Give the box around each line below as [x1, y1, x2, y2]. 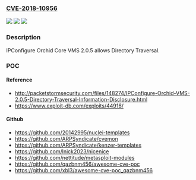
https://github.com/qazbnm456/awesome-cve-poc [14, 160, 140, 168]
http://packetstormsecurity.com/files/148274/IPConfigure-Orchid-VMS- [14, 89, 190, 96]
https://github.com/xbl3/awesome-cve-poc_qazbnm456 [14, 166, 153, 173]
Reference [6, 76, 33, 84]
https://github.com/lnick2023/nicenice [14, 147, 109, 155]
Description [6, 33, 41, 42]
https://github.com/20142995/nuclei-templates [14, 129, 130, 136]
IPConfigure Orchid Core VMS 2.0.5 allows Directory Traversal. [6, 46, 160, 54]
